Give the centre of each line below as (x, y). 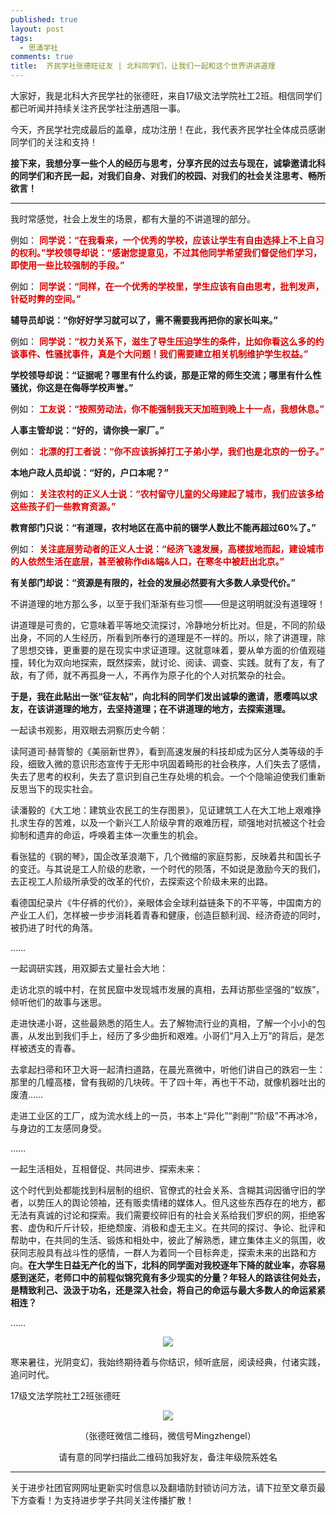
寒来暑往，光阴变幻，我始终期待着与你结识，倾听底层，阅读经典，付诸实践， (168, 1362)
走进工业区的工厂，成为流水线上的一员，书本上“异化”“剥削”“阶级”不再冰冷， (166, 1115)
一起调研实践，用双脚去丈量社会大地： (89, 968)
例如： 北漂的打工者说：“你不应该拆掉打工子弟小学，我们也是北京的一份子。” (167, 451)
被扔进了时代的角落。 (54, 927)
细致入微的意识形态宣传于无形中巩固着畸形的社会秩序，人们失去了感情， (176, 764)
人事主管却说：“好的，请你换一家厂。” (87, 430)
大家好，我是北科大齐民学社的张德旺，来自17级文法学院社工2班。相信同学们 (166, 95)
